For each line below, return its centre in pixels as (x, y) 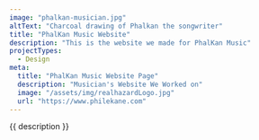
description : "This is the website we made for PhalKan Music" (130, 43)
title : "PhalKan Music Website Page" (88, 76)
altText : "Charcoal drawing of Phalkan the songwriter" (116, 26)
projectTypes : (36, 51)
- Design (34, 59)
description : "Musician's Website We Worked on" (110, 84)
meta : (19, 68)
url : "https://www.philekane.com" (82, 101)
